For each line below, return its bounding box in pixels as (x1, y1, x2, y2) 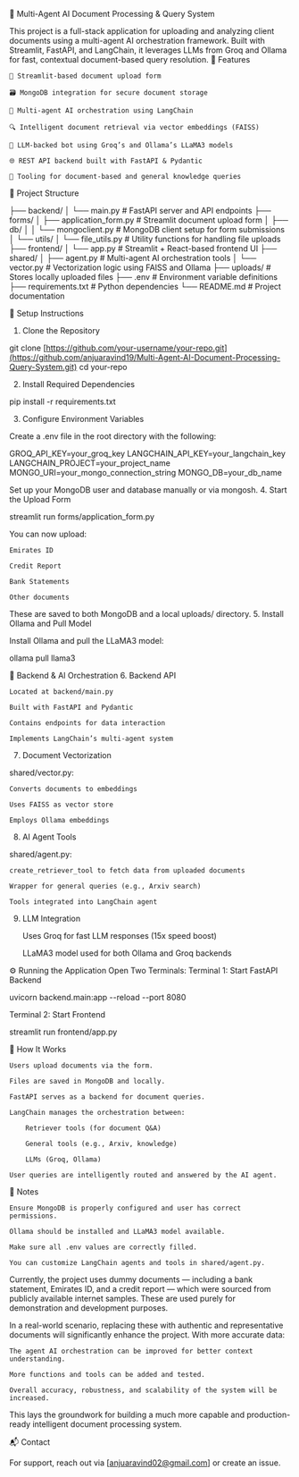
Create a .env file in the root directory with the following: (9, 431, 217, 442)
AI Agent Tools (21, 831, 77, 842)
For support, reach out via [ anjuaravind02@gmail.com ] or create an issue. (9, 1457, 281, 1468)
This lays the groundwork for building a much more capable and (9, 1409, 245, 1420)
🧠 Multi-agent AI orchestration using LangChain (9, 106, 194, 115)
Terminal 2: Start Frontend (9, 1009, 105, 1019)
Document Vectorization (21, 750, 112, 760)
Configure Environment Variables (21, 414, 145, 424)
